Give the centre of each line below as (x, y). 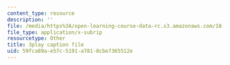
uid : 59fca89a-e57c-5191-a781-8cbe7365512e (70, 51)
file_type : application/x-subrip (55, 32)
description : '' (30, 20)
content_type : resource (41, 13)
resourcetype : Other (37, 39)
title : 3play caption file (46, 45)
